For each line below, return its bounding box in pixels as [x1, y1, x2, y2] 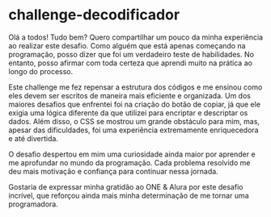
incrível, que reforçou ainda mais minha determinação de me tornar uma [8, 190, 249, 200]
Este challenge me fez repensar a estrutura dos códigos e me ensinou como [8, 82, 263, 92]
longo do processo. [8, 66, 74, 76]
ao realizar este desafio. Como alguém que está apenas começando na [8, 40, 246, 50]
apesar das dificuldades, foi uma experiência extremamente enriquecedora [8, 125, 259, 135]
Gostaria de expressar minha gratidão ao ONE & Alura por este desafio [8, 182, 243, 191]
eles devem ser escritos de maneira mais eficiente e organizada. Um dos [8, 90, 251, 100]
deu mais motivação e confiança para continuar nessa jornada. [8, 166, 218, 176]
